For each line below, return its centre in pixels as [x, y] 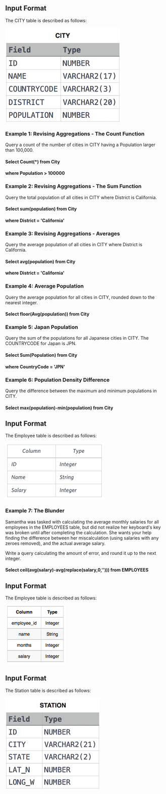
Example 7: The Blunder [35, 511]
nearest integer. [21, 302]
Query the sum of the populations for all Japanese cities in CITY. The [77, 338]
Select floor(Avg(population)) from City [47, 314]
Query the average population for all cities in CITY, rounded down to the [80, 297]
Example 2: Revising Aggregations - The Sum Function [73, 186]
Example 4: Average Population [45, 286]
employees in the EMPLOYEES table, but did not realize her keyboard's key [83, 527]
